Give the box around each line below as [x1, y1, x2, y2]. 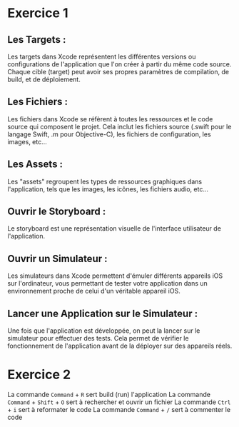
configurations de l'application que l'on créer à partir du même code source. [7, 60, 232, 69]
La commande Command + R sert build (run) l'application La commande [7, 391, 210, 398]
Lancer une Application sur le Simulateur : [7, 307, 198, 319]
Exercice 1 [7, 5, 69, 21]
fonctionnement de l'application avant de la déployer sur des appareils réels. [7, 341, 233, 351]
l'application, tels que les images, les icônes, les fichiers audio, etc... [7, 184, 209, 194]
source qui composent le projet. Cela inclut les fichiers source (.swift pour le [7, 122, 232, 131]
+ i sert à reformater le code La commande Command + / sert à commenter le [7, 406, 230, 413]
